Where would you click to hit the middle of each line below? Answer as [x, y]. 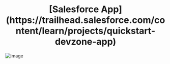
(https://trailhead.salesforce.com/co [86, 20]
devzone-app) [86, 42]
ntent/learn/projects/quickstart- [86, 31]
